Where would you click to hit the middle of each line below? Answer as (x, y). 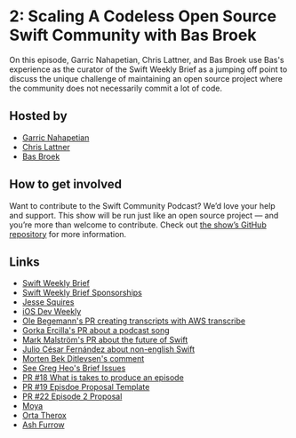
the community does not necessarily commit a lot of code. (116, 88)
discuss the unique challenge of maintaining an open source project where (146, 78)
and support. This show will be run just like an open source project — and (144, 215)
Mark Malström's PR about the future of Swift (105, 340)
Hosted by (39, 116)
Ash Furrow (43, 425)
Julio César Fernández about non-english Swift (108, 349)
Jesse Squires (48, 302)
